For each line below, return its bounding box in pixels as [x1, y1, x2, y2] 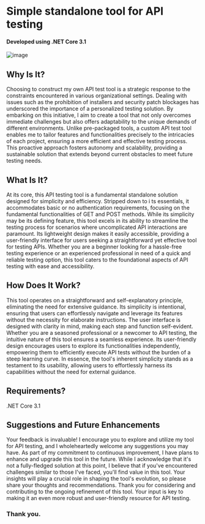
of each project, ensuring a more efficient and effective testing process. [6, 138, 188, 145]
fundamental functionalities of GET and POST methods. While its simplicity [6, 211, 195, 218]
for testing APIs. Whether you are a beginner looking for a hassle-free [6, 243, 182, 250]
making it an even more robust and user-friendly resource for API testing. [6, 495, 191, 502]
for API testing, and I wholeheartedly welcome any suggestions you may [6, 443, 188, 450]
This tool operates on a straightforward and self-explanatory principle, [6, 296, 184, 304]
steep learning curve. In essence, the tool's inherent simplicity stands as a [6, 355, 193, 362]
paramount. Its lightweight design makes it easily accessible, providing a [6, 230, 190, 238]
